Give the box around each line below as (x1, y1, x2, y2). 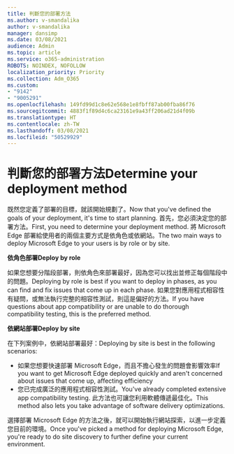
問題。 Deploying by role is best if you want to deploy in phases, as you (13, 277, 217, 286)
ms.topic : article (7, 50, 61, 57)
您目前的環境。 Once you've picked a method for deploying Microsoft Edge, (7, 425, 224, 433)
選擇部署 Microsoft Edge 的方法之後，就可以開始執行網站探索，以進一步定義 (7, 416, 226, 425)
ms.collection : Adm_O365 (7, 75, 80, 82)
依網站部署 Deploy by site (7, 324, 80, 332)
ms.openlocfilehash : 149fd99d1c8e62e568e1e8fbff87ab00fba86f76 (7, 101, 196, 108)
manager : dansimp (7, 29, 58, 37)
